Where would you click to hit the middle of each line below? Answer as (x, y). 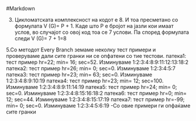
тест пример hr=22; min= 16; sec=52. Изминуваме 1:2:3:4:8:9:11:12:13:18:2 (97, 62)
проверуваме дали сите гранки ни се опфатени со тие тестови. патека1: (96, 56)
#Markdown (20, 8)
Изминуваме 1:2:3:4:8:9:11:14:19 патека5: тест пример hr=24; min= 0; (92, 87)
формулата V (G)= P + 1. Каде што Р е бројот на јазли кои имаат (94, 26)
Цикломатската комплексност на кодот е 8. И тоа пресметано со (96, 20)
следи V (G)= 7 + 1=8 (40, 38)
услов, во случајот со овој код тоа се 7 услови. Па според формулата (102, 32)
